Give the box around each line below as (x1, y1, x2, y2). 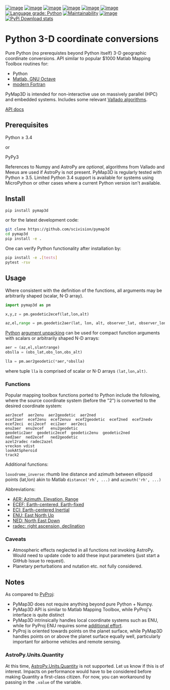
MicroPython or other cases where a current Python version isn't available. (5, 180, 161, 186)
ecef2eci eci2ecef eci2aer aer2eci (5, 421, 87, 427)
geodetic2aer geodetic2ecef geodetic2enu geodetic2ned (5, 430, 130, 436)
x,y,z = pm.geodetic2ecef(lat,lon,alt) (5, 312, 90, 317)
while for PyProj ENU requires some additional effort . (12, 623, 123, 629)
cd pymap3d (5, 232, 28, 237)
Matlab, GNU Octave (12, 76, 56, 82)
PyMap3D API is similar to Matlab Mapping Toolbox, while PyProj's (12, 607, 152, 613)
